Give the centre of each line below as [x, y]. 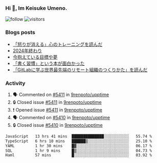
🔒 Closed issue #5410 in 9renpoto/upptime [58, 125]
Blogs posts [20, 33]
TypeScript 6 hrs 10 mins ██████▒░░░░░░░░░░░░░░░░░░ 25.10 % [79, 141]
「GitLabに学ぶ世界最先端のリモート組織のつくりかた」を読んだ [80, 70]
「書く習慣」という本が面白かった [49, 63]
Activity [15, 83]
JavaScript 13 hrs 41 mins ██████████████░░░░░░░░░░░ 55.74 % [79, 136]
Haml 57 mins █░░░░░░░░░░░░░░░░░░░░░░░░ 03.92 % [79, 155]
